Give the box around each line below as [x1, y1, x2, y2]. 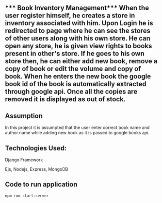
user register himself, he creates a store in [5, 12, 135, 20]
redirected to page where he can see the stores [5, 27, 151, 35]
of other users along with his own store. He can [5, 34, 150, 43]
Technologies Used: [5, 144, 67, 152]
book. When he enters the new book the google [5, 73, 151, 81]
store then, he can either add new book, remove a [5, 57, 158, 65]
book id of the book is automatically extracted [5, 80, 146, 88]
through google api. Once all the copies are [5, 88, 138, 96]
